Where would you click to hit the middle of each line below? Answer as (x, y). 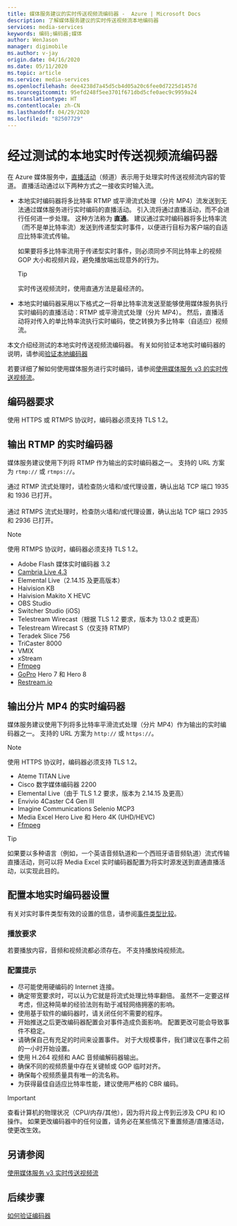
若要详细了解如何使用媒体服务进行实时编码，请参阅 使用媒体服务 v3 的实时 (115, 368)
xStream (30, 658)
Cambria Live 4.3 (42, 572)
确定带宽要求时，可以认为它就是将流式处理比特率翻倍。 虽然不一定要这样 (123, 996)
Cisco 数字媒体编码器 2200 (57, 784)
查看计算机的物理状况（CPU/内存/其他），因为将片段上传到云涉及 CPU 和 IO (116, 1112)
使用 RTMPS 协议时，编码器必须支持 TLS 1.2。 (75, 549)
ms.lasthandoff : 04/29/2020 (49, 112)
